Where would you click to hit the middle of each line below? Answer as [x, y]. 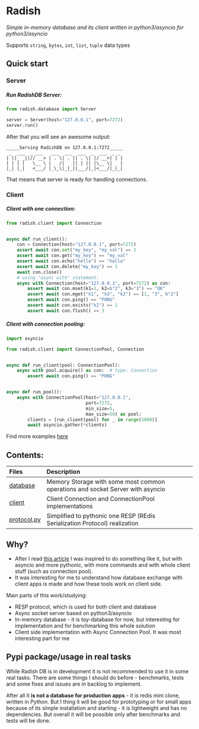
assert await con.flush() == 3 [66, 311]
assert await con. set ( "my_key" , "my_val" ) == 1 [76, 250]
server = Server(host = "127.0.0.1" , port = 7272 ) [65, 120]
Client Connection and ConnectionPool [101, 499]
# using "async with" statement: [58, 278]
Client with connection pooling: [46, 324]
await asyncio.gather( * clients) [68, 425]
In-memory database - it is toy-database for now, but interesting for [97, 619]
